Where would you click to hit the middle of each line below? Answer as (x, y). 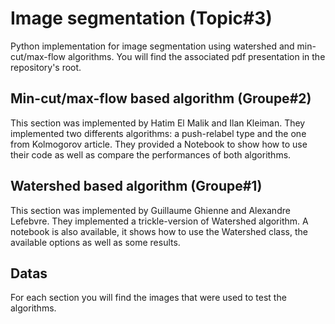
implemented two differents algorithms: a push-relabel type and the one (158, 133)
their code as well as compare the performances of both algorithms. (151, 154)
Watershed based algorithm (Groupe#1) (136, 186)
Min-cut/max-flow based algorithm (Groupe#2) (161, 98)
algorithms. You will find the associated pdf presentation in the (196, 56)
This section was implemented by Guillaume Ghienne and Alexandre (150, 210)
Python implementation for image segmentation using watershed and (152, 46)
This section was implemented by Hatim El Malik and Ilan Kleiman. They (158, 123)
